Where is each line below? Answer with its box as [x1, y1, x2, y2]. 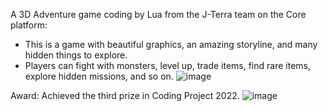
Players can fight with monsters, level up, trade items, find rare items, [24, 60, 311, 71]
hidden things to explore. [24, 49, 128, 61]
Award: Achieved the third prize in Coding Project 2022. [10, 90, 240, 101]
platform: [10, 19, 48, 31]
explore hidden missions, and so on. [24, 70, 174, 82]
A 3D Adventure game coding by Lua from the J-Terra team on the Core [10, 9, 307, 20]
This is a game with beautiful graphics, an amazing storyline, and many [24, 39, 318, 50]
